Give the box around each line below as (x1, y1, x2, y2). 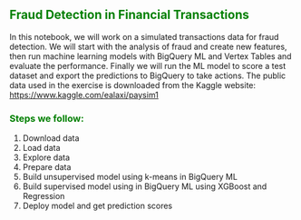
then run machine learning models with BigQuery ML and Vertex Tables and (9, 50, 292, 62)
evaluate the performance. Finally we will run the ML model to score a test (9, 60, 286, 71)
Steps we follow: (9, 112, 84, 125)
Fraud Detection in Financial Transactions (9, 7, 249, 23)
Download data (22, 133, 80, 144)
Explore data (22, 152, 71, 163)
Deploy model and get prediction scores (22, 200, 173, 212)
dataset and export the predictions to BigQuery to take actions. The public (9, 70, 286, 81)
